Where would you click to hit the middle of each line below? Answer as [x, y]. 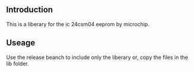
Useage [21, 43]
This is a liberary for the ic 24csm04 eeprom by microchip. [78, 24]
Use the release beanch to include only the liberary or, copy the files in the [97, 57]
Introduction [30, 10]
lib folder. [18, 63]
